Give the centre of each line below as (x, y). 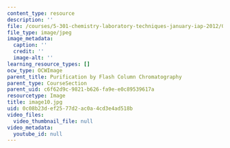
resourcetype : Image (37, 96)
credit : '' (29, 52)
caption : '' (30, 45)
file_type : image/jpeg (39, 32)
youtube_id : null (38, 134)
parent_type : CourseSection (47, 83)
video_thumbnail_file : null (53, 121)
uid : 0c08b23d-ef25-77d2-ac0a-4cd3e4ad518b (70, 108)
